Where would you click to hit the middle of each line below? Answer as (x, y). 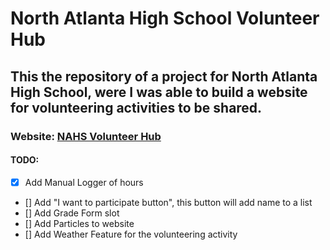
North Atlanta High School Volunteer (165, 18)
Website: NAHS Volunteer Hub (86, 136)
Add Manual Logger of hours (84, 182)
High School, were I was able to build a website (159, 92)
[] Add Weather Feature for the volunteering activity (131, 234)
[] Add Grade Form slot (72, 213)
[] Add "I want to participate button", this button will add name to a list (168, 202)
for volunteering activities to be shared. (136, 107)
